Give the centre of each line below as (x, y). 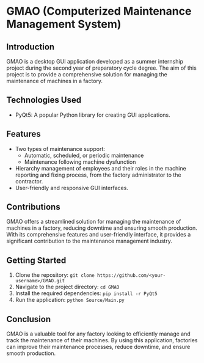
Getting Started (36, 260)
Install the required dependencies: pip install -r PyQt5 (86, 293)
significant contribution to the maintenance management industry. (89, 241)
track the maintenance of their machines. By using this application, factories (102, 340)
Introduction (31, 47)
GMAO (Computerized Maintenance (99, 11)
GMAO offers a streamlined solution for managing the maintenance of (94, 222)
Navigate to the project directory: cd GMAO (67, 287)
